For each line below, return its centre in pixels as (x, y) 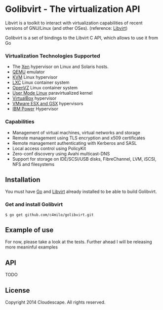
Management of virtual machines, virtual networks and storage (76, 132)
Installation (23, 180)
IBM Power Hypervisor (35, 109)
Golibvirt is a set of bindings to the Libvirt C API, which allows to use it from (82, 38)
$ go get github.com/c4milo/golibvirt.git (49, 215)
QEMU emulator (28, 72)
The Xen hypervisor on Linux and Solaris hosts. (60, 67)
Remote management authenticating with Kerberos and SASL (75, 143)
